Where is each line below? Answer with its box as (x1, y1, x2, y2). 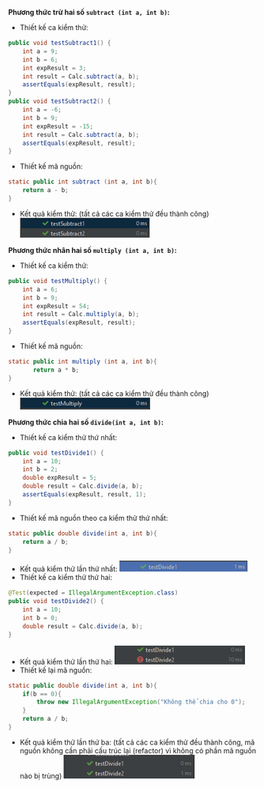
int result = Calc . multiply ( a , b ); (22, 311, 140, 319)
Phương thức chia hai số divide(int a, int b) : (8, 417, 164, 427)
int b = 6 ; (22, 55, 58, 63)
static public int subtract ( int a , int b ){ (8, 178, 157, 186)
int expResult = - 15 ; (22, 123, 93, 130)
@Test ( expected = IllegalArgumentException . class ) (8, 589, 179, 597)
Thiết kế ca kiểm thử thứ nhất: (19, 432, 117, 442)
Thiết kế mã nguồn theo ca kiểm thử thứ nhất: (19, 513, 168, 522)
